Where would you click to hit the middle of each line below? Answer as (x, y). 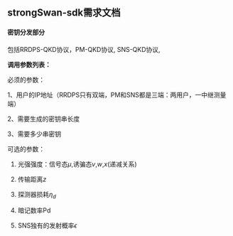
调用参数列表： (29, 64)
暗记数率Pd (34, 210)
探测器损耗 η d (37, 195)
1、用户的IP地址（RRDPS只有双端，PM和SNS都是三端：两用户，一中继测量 (117, 95)
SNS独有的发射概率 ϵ (47, 225)
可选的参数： (26, 149)
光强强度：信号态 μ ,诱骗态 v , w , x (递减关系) (77, 164)
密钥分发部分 (26, 32)
